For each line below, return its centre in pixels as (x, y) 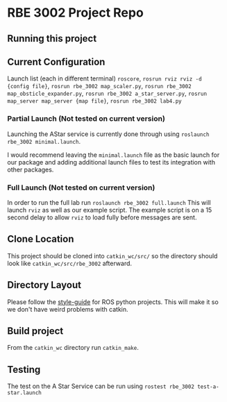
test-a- (208, 387)
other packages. (31, 169)
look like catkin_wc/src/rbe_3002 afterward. (70, 263)
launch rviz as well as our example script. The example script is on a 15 (110, 210)
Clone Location (41, 239)
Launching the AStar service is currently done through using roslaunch (108, 134)
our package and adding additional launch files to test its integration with (111, 162)
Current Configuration (56, 61)
